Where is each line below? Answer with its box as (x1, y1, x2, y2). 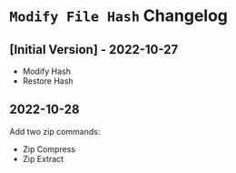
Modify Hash (22, 66, 71, 76)
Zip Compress (22, 143, 75, 155)
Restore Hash (22, 76, 74, 86)
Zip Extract (22, 153, 64, 164)
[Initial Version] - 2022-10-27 (9, 42, 179, 57)
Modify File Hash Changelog (9, 5, 229, 26)
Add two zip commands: (9, 126, 101, 137)
